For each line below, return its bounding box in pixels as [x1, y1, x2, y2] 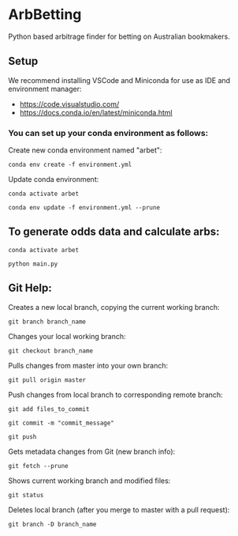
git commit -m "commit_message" [8, 419, 114, 427]
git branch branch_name [8, 318, 87, 326]
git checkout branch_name [8, 346, 93, 355]
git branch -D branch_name [8, 520, 97, 528]
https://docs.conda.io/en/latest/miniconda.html [19, 108, 173, 117]
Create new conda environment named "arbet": [8, 145, 162, 155]
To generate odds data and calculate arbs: [8, 225, 220, 239]
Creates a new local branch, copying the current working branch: [8, 302, 220, 311]
